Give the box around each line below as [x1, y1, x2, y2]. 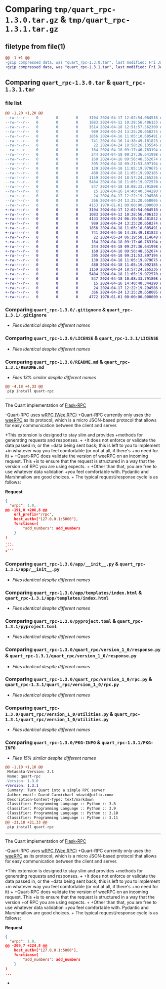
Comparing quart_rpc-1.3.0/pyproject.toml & [5, 617, 116, 624]
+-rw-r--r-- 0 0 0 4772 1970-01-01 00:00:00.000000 [5, 295, 158, 300]
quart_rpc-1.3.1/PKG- [101, 740, 154, 746]
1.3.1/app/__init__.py [5, 567, 60, 572]
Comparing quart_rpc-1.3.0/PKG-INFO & [5, 739, 101, 746]
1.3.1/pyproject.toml [5, 624, 57, 629]
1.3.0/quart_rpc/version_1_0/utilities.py [5, 711, 109, 717]
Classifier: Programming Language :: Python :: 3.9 [7, 806, 116, 811]
